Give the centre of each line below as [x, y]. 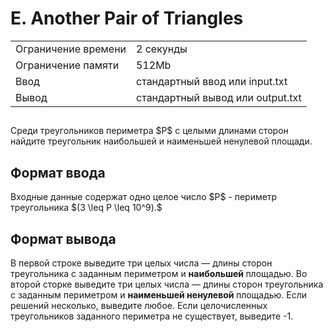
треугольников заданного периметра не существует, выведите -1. [152, 316]
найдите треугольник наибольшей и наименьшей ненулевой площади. [161, 141]
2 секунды [162, 49]
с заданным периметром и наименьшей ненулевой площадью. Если [159, 294]
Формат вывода [63, 238]
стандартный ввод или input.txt [212, 81]
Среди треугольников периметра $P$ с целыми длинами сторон [149, 131]
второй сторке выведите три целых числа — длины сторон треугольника [167, 284]
